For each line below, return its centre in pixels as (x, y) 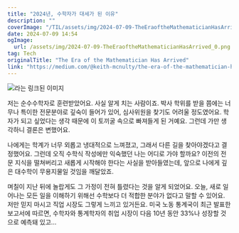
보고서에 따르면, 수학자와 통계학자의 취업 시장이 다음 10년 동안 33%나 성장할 (113, 213)
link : (15, 67)
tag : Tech (22, 54)
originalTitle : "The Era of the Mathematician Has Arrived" (99, 60)
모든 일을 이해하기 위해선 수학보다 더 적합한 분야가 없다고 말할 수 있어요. (126, 195)
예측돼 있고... (38, 222)
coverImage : (25, 27)
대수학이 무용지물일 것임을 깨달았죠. (64, 171)
